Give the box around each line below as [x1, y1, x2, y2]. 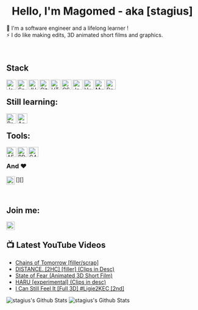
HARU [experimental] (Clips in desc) [15, 278, 107, 286]
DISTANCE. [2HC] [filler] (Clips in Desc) [15, 266, 115, 273]
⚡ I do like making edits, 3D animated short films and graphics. [6, 31, 163, 38]
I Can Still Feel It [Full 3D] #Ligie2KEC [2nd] [15, 285, 125, 292]
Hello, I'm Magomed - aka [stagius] [12, 4, 193, 18]
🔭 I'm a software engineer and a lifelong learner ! [6, 24, 129, 32]
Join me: [6, 205, 40, 216]
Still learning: [6, 97, 58, 107]
